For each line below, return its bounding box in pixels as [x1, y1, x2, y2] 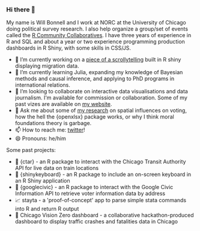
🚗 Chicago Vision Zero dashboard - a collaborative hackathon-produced [14, 212, 194, 219]
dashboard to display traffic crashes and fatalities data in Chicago [14, 218, 178, 225]
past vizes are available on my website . [14, 101, 112, 108]
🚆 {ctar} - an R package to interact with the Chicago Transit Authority [14, 158, 186, 165]
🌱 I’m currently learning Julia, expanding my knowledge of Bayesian [14, 69, 183, 76]
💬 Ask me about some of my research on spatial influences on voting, [14, 107, 187, 114]
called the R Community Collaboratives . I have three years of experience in [6, 32, 192, 39]
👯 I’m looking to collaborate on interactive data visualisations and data [14, 88, 188, 95]
